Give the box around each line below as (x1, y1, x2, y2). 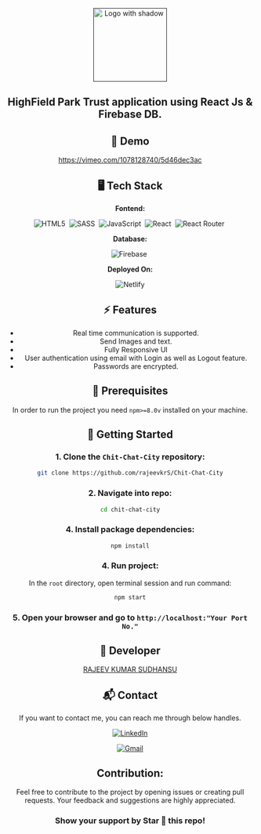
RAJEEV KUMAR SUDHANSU (83, 665, 177, 674)
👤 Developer (100, 644, 161, 657)
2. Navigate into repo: (88, 488, 172, 499)
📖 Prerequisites (92, 384, 169, 398)
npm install (111, 541, 150, 550)
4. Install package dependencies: (65, 524, 195, 535)
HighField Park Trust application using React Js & (7, 96, 253, 109)
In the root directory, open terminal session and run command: (28, 578, 232, 588)
